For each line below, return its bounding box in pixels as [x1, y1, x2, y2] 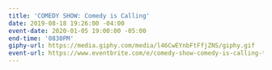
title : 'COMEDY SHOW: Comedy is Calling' [8, 11, 151, 20]
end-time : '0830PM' [8, 34, 74, 43]
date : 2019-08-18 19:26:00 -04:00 [8, 19, 125, 27]
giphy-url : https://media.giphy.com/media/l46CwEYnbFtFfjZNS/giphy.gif [8, 42, 255, 50]
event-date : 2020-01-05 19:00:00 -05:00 [8, 27, 147, 35]
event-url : [8, 49, 45, 57]
